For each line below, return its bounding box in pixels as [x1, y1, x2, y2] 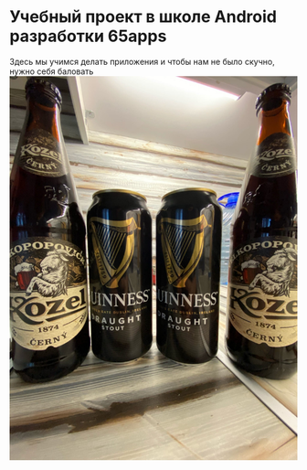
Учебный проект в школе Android [9, 6, 277, 27]
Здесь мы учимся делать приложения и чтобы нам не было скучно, [9, 56, 276, 67]
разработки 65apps [9, 26, 167, 47]
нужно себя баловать [9, 66, 94, 77]
